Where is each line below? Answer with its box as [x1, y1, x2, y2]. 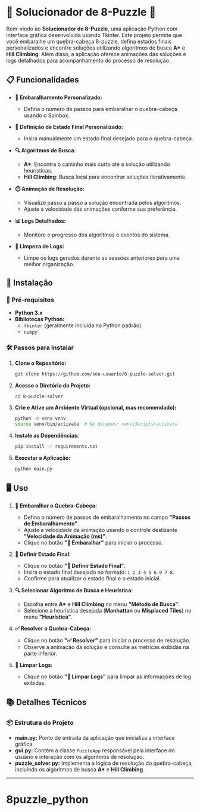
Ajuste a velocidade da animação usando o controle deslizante [23, 526, 177, 533]
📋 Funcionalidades [6, 75, 79, 85]
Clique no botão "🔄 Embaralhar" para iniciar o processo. [23, 539, 164, 546]
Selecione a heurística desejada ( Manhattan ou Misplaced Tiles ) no [23, 607, 192, 614]
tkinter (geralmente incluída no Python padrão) [23, 322, 142, 329]
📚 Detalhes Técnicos [6, 697, 87, 708]
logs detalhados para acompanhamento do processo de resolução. [6, 57, 171, 64]
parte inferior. [23, 650, 58, 657]
